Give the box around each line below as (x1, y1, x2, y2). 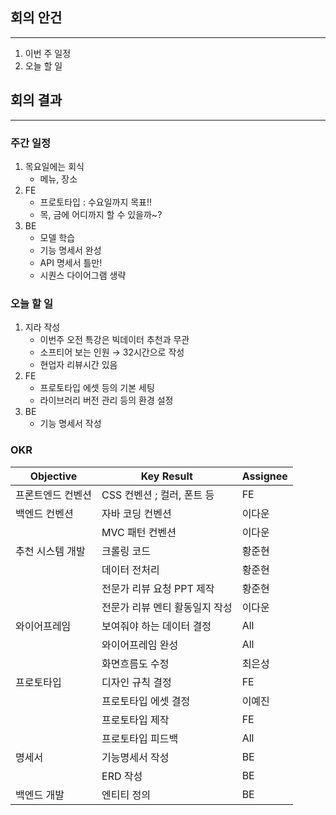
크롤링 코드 (101, 544, 151, 558)
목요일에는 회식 (24, 160, 85, 172)
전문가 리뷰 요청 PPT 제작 (101, 581, 215, 595)
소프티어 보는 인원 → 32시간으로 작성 (39, 346, 185, 358)
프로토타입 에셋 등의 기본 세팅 (39, 382, 155, 394)
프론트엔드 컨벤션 (15, 488, 93, 502)
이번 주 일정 (24, 47, 72, 59)
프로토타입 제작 (101, 713, 170, 727)
